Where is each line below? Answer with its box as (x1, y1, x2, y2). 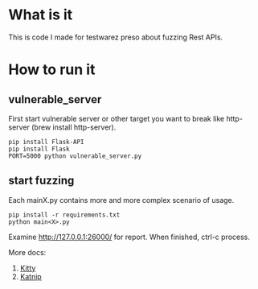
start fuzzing (8, 174, 75, 188)
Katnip (19, 271, 42, 281)
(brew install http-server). (31, 122, 117, 132)
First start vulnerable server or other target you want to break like (8, 114, 225, 123)
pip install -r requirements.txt (8, 211, 121, 219)
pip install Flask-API (8, 138, 84, 146)
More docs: (8, 247, 47, 257)
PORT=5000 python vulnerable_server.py (8, 151, 142, 160)
